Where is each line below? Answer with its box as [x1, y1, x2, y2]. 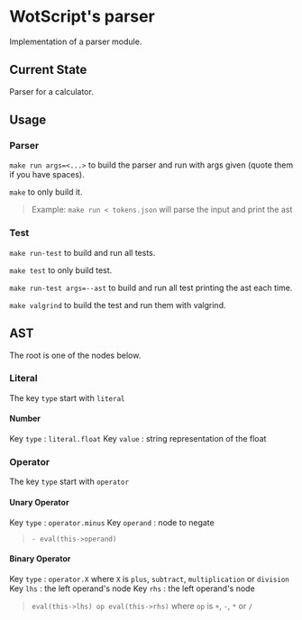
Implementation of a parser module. [9, 36, 142, 47]
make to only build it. [9, 187, 83, 197]
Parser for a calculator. [9, 86, 95, 96]
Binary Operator [9, 553, 71, 564]
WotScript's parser [9, 6, 155, 27]
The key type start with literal [9, 392, 125, 403]
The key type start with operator [9, 476, 129, 488]
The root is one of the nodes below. [9, 350, 142, 360]
